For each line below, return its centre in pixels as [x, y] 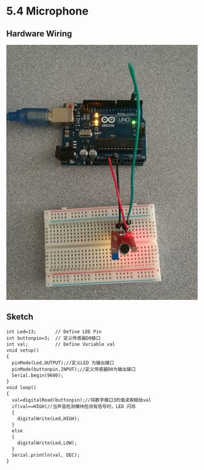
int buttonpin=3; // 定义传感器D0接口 [53, 338]
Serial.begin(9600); [38, 375]
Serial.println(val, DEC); [46, 455]
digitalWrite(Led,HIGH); [49, 418]
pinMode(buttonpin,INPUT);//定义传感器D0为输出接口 [74, 369]
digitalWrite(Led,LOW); [47, 443]
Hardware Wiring [39, 34]
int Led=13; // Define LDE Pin [54, 332]
